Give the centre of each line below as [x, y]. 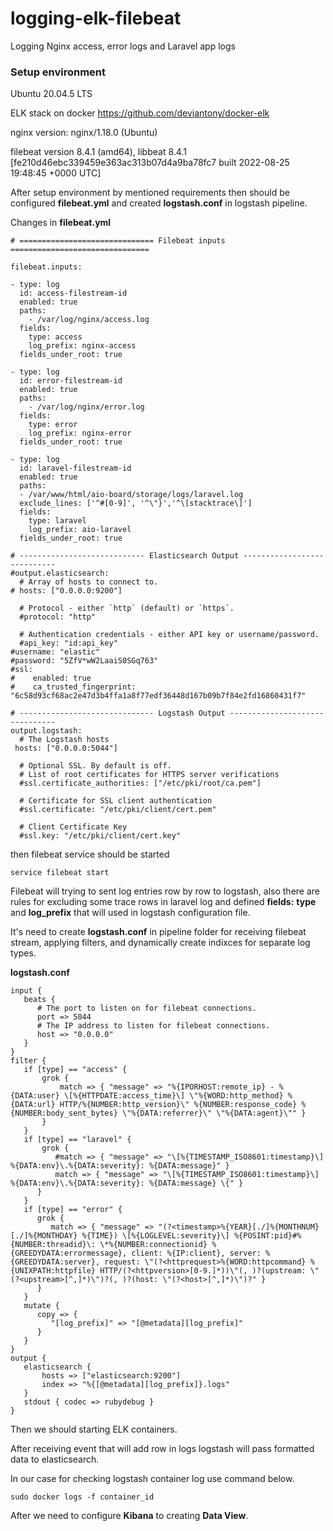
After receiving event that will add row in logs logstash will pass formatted [162, 1449]
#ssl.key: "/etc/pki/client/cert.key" [100, 836]
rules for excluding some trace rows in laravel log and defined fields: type [163, 902]
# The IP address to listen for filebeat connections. [153, 1026]
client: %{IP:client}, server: [196, 1253]
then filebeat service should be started [90, 854]
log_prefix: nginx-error [80, 433]
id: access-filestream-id [73, 293]
